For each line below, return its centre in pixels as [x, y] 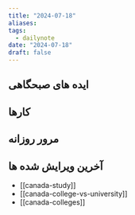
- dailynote [35, 38]
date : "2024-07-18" [40, 45]
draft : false [30, 53]
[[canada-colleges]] [52, 202]
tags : [17, 30]
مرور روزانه [34, 139]
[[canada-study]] [48, 185]
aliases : [23, 23]
